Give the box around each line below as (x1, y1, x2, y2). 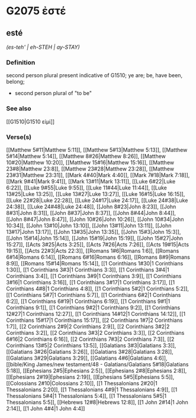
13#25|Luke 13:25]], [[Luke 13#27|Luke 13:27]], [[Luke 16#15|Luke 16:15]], (6, 190, 185, 197)
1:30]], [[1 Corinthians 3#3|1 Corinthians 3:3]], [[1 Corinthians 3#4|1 (6, 266, 170, 273)
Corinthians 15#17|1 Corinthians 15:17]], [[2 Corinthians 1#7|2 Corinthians (6, 316, 183, 324)
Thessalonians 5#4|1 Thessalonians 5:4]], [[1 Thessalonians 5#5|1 (6, 392, 167, 399)
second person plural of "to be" (14, 90, 92, 97)
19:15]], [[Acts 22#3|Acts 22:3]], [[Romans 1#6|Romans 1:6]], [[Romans (6, 247, 179, 254)
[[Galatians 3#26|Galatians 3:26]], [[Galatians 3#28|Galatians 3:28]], (6, 348, 173, 355)
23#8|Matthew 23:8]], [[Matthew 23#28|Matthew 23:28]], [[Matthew (6, 165, 175, 172)
